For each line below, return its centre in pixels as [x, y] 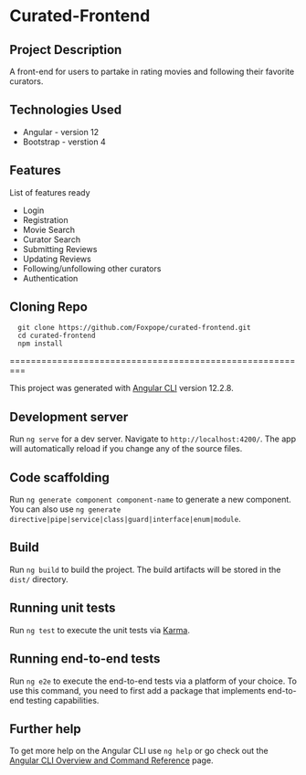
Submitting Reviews [60, 249]
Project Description [66, 50]
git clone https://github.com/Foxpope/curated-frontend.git [134, 328]
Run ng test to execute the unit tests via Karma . [100, 630]
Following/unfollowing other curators [92, 268]
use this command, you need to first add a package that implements [137, 690]
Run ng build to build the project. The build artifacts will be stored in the [145, 569]
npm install [41, 344]
